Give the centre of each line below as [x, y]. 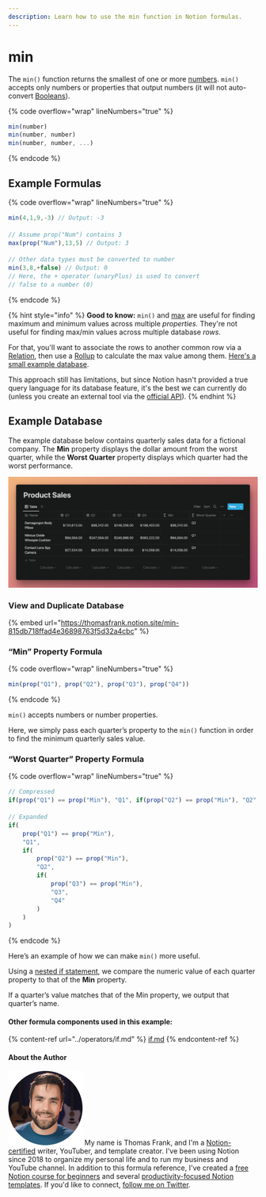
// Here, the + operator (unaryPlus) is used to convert [104, 276]
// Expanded [28, 817]
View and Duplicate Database [66, 605]
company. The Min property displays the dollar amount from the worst [123, 448]
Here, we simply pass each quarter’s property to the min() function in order [131, 730]
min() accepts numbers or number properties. [83, 715]
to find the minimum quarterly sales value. [77, 739]
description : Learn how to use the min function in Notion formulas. [125, 17]
